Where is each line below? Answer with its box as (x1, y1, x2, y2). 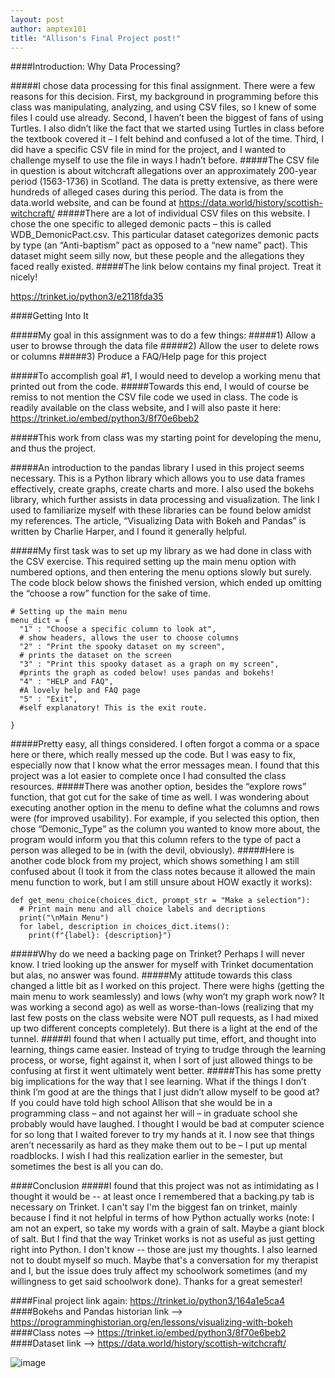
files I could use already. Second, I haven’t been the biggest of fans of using (10, 112, 324, 124)
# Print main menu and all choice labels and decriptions (19, 904, 267, 915)
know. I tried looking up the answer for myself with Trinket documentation (10, 959, 314, 971)
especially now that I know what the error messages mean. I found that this (10, 759, 320, 771)
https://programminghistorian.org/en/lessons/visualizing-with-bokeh (10, 1316, 293, 1328)
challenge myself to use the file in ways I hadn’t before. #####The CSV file (10, 154, 320, 166)
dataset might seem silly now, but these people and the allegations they (10, 250, 305, 262)
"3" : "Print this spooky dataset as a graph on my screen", (19, 659, 280, 670)
